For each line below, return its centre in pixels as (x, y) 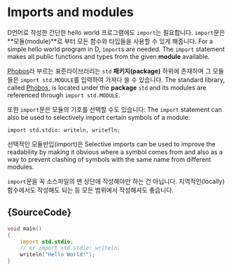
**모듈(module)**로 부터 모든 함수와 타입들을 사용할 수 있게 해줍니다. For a (110, 41)
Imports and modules (71, 12)
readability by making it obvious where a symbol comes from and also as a (115, 152)
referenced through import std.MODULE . (64, 95)
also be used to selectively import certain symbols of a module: (99, 117)
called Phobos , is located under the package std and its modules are (107, 88)
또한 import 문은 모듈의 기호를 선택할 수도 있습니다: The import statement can (115, 109)
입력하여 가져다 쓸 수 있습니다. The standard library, (153, 79)
